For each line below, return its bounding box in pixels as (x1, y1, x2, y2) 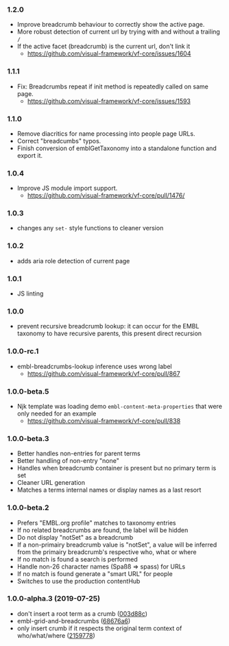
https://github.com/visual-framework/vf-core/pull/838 (27, 416, 181, 424)
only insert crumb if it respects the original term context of (16, 624, 182, 632)
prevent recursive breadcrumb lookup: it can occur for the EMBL (16, 322, 200, 331)
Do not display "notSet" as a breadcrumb (16, 533, 134, 541)
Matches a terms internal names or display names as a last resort (16, 486, 202, 494)
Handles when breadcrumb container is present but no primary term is (16, 464, 217, 472)
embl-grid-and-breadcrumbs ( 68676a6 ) (16, 617, 131, 625)
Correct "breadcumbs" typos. (16, 136, 101, 145)
